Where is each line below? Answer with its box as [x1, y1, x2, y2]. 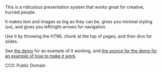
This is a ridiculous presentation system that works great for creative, [5, 4, 145, 10]
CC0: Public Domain [5, 63, 46, 68]
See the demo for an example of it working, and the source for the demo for [5, 48, 157, 54]
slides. [5, 38, 19, 44]
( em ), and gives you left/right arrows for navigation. [5, 24, 107, 30]
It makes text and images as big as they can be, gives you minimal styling [5, 19, 153, 24]
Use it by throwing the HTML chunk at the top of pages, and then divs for [5, 34, 152, 39]
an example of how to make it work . [5, 53, 77, 59]
